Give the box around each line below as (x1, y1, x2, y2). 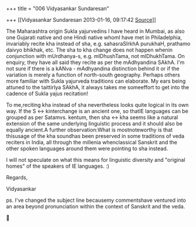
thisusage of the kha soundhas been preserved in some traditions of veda (6, 133, 185, 140)
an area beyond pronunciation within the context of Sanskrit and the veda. (6, 203, 185, 210)
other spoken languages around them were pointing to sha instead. (6, 145, 168, 152)
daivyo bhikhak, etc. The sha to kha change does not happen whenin (6, 46, 173, 53)
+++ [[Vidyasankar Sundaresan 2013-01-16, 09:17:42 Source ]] (6, 16, 157, 23)
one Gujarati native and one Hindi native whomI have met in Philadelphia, (6, 34, 183, 40)
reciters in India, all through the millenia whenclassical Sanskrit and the (6, 139, 178, 145)
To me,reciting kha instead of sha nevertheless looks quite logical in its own (6, 101, 189, 108)
